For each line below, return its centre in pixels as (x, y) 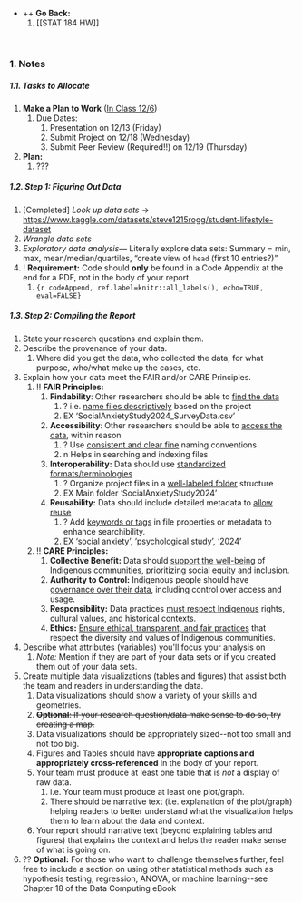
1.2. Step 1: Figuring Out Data (65, 187)
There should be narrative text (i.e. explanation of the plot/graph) (171, 801)
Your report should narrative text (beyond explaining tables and (154, 830)
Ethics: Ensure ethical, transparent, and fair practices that (158, 628)
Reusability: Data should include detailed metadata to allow (161, 502)
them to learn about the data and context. (127, 820)
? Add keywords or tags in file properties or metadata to (167, 522)
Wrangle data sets (57, 239)
